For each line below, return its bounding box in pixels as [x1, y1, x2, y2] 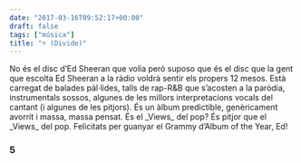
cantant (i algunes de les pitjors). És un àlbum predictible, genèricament [9, 101, 278, 113]
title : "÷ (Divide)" [9, 38, 88, 48]
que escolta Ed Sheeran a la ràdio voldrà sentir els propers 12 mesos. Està [9, 73, 286, 84]
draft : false [9, 22, 59, 31]
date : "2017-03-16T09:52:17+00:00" [9, 13, 144, 23]
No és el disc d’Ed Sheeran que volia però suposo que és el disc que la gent [9, 63, 294, 74]
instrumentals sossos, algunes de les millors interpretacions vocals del [9, 92, 274, 103]
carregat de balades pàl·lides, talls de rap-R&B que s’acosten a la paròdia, [9, 82, 286, 93]
